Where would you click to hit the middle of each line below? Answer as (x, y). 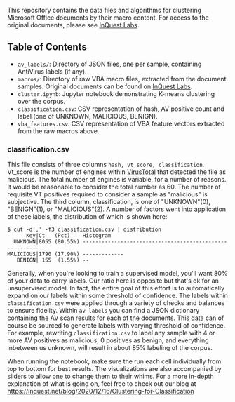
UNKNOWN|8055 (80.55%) (47, 242)
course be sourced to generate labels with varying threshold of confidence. (116, 326)
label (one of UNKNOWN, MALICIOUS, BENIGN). (87, 116)
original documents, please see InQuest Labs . (73, 25)
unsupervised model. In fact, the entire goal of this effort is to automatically (116, 288)
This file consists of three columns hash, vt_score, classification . (106, 165)
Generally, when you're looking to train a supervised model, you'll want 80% (117, 274)
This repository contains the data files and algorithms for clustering (105, 10)
